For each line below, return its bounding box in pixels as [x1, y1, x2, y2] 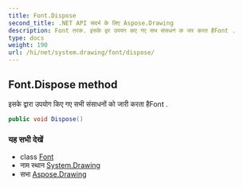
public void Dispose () [8, 115, 84, 123]
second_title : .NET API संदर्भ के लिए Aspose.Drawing [8, 19, 174, 27]
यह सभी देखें [8, 134, 44, 145]
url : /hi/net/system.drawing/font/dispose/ [8, 49, 155, 56]
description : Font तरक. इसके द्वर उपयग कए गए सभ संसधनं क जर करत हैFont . [8, 26, 237, 34]
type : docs [8, 33, 45, 42]
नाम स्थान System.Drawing [19, 160, 101, 169]
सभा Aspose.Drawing [19, 169, 87, 179]
